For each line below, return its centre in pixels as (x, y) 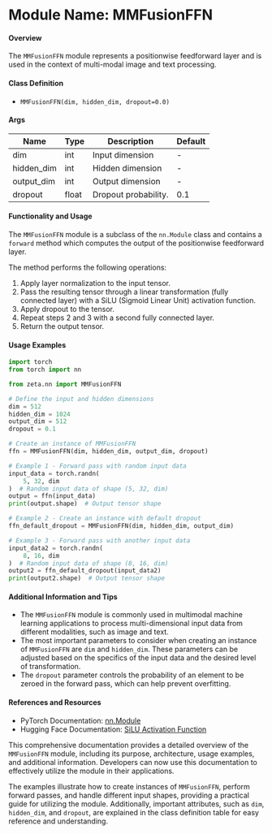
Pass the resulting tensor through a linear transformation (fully (124, 292)
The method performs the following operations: (88, 267)
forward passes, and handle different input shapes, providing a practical (129, 795)
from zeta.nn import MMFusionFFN (65, 384)
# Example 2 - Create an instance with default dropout (105, 519)
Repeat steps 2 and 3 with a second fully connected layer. (117, 318)
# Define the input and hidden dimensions (81, 399)
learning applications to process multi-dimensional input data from (132, 624)
